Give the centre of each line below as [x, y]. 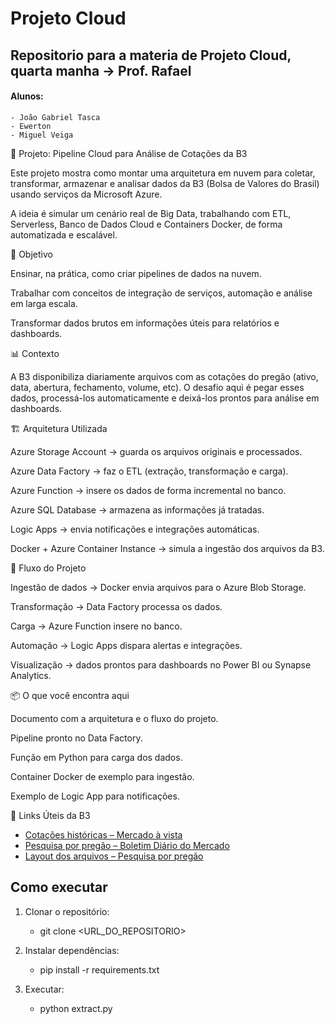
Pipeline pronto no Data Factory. [76, 738]
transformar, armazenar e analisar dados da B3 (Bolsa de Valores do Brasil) [165, 183]
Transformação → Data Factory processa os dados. [116, 606]
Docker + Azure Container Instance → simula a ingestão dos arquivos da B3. [167, 548]
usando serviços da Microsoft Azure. [86, 194]
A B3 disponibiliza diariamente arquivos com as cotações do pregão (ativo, [164, 376]
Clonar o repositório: [67, 911]
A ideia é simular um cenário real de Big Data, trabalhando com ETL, [151, 213]
